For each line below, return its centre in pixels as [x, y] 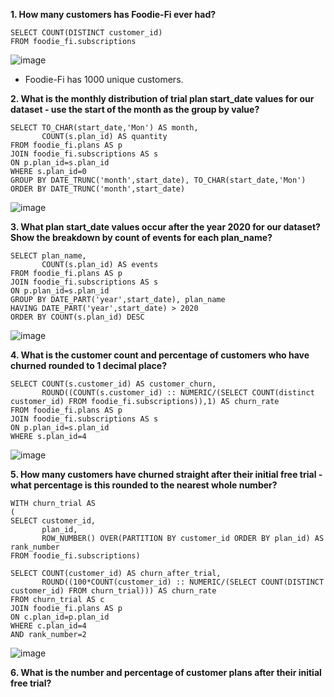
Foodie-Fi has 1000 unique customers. [104, 79]
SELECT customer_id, [53, 521]
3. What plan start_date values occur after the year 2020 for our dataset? [165, 227]
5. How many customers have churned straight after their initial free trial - [166, 474]
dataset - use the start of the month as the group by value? [135, 109]
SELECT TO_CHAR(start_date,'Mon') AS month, [104, 128]
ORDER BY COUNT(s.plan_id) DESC [77, 317]
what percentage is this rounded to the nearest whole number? [144, 485]
